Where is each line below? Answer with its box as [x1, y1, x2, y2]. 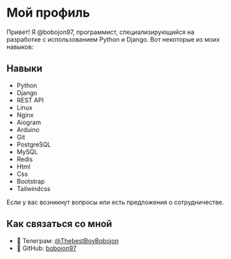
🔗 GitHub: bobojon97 [16, 244, 77, 252]
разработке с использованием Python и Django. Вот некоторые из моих [6, 35, 220, 43]
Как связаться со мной [6, 218, 112, 230]
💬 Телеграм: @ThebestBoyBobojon [16, 236, 119, 244]
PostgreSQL [16, 140, 51, 149]
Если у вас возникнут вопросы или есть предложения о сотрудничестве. [6, 198, 225, 206]
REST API [16, 96, 44, 104]
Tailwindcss [16, 184, 51, 192]
